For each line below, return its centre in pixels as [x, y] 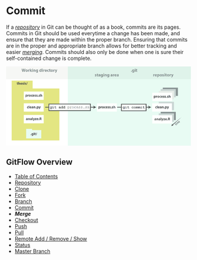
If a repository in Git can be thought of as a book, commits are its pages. [93, 27]
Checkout [26, 220]
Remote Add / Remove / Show [51, 238]
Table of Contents [36, 176]
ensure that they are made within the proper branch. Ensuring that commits [97, 39]
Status [22, 245]
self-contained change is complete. [49, 58]
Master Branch [33, 251]
